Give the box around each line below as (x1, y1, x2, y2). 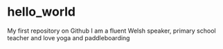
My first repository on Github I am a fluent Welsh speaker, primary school (7, 27, 216, 35)
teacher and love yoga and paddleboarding (7, 33, 130, 42)
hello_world (7, 4, 76, 20)
